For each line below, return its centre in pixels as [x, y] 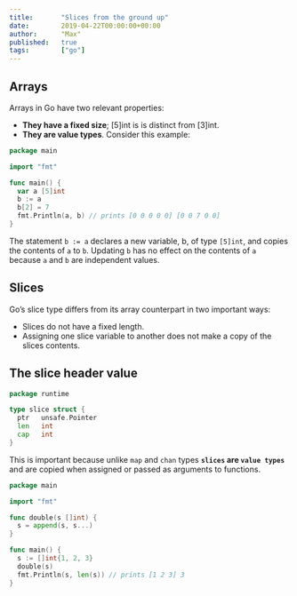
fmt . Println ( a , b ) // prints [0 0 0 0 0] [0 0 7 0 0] [119, 216]
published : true [43, 42]
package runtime [39, 393]
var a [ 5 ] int [41, 191]
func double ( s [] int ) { [53, 517]
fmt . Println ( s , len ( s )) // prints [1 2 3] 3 [101, 575]
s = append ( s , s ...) [55, 526]
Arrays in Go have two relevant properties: [87, 107]
